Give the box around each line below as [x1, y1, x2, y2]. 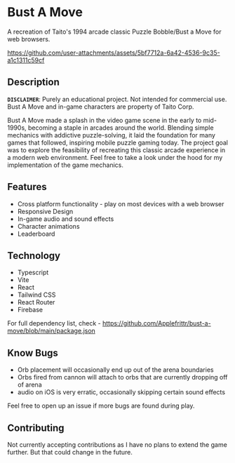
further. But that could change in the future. [7, 448, 133, 456]
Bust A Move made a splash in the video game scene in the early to [7, 116, 202, 124]
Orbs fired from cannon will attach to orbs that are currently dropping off [17, 373, 228, 382]
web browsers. [7, 34, 51, 43]
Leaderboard [17, 229, 55, 238]
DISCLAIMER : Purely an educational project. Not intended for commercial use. [7, 95, 227, 103]
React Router [17, 298, 55, 307]
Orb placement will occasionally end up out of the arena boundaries [17, 365, 214, 374]
